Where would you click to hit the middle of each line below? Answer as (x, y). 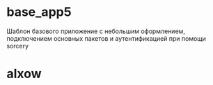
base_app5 (39, 12)
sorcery (18, 46)
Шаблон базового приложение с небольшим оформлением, (96, 31)
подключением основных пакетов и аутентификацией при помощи (106, 38)
